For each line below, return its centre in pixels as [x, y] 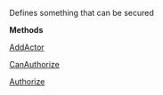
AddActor [27, 47]
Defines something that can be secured [81, 13]
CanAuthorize [35, 64]
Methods [26, 30]
